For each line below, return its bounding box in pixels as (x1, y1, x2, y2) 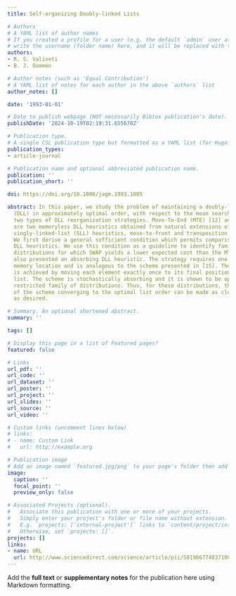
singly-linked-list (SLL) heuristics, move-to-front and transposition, (13, 229, 231, 236)
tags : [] (7, 327, 33, 334)
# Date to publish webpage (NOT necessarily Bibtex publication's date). (7, 113, 228, 120)
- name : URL (7, 547, 42, 554)
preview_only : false (13, 489, 74, 496)
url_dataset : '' (7, 379, 55, 386)
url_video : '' (7, 411, 49, 419)
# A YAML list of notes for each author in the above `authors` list (7, 82, 216, 89)
